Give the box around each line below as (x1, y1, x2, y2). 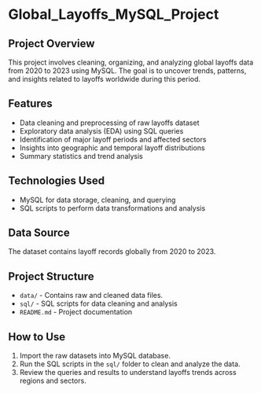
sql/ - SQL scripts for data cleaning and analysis (19, 299, 178, 308)
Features (8, 97, 53, 111)
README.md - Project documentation (19, 307, 133, 317)
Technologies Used (8, 174, 105, 188)
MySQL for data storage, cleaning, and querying (19, 195, 176, 204)
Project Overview (8, 37, 95, 50)
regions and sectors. (19, 376, 86, 386)
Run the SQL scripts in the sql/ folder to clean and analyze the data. (19, 359, 241, 369)
